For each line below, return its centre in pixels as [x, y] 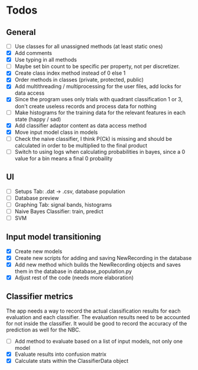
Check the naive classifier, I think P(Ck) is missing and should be [93, 139]
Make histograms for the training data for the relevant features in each [100, 112]
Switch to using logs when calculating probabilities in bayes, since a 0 [100, 152]
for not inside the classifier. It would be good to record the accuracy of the [97, 323]
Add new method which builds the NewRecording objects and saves [98, 265]
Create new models [38, 251]
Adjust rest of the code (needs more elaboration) [74, 277]
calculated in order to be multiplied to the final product [81, 145]
